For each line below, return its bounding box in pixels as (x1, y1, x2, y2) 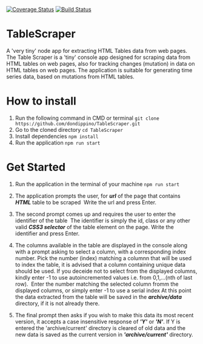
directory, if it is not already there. (15, 300, 100, 307)
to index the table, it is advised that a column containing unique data (15, 261, 186, 268)
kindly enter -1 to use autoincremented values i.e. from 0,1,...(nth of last (15, 273, 193, 281)
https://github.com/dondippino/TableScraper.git (15, 120, 141, 127)
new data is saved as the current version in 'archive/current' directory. (15, 331, 194, 338)
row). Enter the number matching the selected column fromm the (15, 280, 179, 287)
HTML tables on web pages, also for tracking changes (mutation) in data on (6, 60, 195, 67)
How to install (6, 94, 77, 108)
